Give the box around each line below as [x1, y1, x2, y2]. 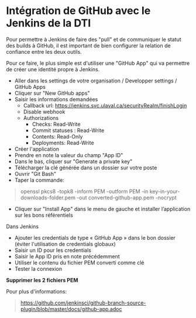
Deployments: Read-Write [32, 139, 95, 146]
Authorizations [23, 114, 59, 121]
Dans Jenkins [6, 223, 39, 230]
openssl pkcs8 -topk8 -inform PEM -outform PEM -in [20, 188, 149, 195]
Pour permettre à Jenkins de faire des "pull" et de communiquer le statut [6, 36, 181, 43]
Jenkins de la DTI [6, 16, 91, 30]
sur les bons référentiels [14, 212, 73, 219]
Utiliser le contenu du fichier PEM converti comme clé [14, 259, 145, 266]
